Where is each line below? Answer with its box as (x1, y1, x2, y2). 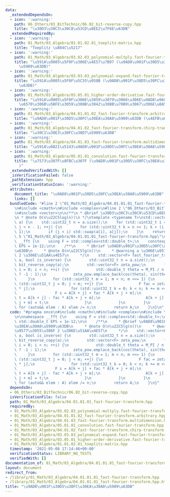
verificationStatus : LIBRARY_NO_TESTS (10, 451, 92, 456)
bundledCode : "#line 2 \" (10, 201, 65, 206)
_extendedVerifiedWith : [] (10, 168, 67, 173)
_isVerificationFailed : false (10, 173, 73, 178)
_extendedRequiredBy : (10, 31, 56, 36)
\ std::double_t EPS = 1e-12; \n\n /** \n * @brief (14, 319, 137, 324)
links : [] (14, 196, 35, 201)
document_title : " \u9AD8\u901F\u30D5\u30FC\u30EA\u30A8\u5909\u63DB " (14, 191, 164, 196)
